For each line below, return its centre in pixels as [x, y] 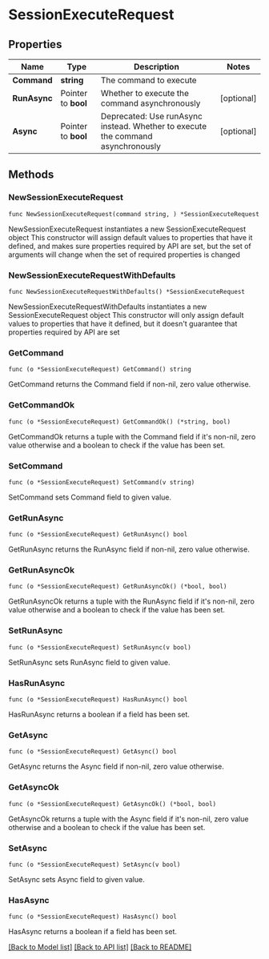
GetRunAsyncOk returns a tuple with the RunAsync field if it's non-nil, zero [131, 601]
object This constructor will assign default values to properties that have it [130, 237]
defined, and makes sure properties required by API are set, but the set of [130, 246]
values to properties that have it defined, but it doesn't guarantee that [123, 323]
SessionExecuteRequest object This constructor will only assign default [126, 315]
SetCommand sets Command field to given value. [90, 497]
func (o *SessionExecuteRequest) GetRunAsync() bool [98, 535]
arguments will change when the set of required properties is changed [124, 255]
